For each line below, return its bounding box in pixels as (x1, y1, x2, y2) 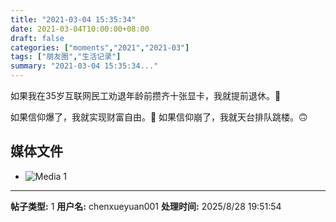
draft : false (10, 33, 65, 43)
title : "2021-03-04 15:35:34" (10, 14, 137, 25)
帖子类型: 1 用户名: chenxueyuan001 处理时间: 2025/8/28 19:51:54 (10, 200, 282, 212)
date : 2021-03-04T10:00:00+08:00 (10, 24, 150, 34)
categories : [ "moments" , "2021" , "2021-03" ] (10, 42, 190, 53)
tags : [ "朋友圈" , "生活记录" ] (10, 52, 122, 62)
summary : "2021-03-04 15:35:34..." (10, 61, 159, 71)
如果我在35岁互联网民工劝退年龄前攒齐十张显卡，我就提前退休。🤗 (10, 90, 282, 101)
